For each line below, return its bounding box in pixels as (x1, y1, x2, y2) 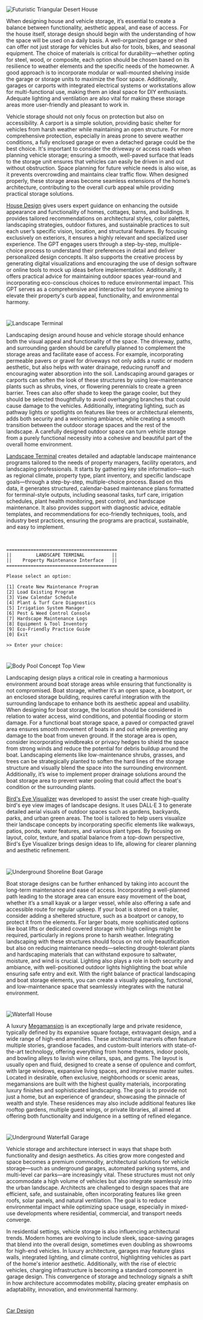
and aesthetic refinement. (6, 847, 71, 854)
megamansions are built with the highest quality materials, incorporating (6, 1080, 186, 1087)
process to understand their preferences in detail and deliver (24, 247, 176, 254)
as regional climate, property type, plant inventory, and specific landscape (6, 472, 192, 479)
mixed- (170, 1203, 188, 1210)
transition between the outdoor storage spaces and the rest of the (6, 422, 170, 429)
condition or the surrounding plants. (6, 783, 95, 791)
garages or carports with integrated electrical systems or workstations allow (6, 82, 196, 89)
